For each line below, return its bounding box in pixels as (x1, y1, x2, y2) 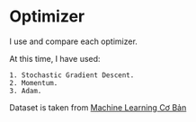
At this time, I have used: (9, 53, 101, 64)
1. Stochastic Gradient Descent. (9, 70, 135, 80)
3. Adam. (9, 86, 42, 95)
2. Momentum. (9, 78, 58, 87)
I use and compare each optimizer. (9, 36, 138, 47)
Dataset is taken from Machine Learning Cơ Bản (9, 101, 187, 113)
